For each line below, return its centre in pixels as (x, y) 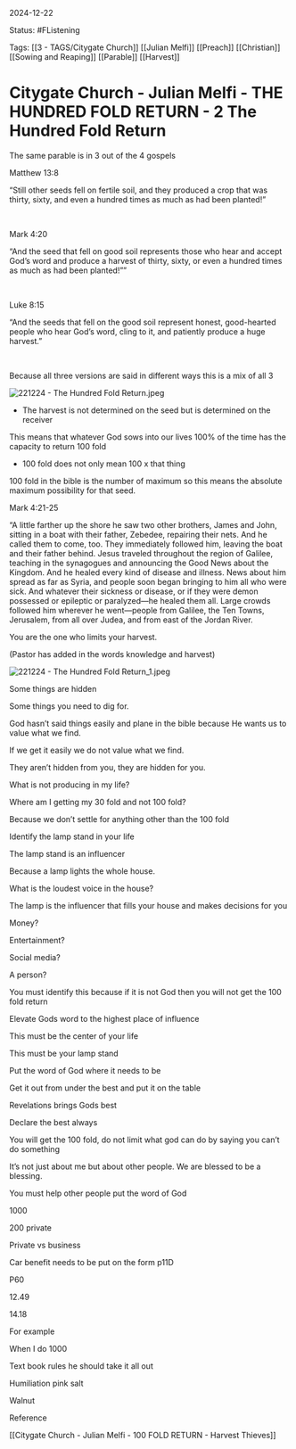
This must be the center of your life (74, 1036)
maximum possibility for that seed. (73, 490)
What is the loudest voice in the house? (82, 888)
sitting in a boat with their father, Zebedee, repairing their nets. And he (138, 534)
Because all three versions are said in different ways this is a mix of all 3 (141, 375)
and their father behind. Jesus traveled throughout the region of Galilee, (141, 553)
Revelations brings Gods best (63, 1105)
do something (35, 1148)
